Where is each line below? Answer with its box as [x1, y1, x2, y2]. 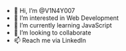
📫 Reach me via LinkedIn [13, 37, 87, 44]
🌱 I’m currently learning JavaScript [13, 21, 112, 29]
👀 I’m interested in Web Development [13, 14, 119, 22]
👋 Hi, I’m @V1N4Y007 [13, 7, 76, 14]
